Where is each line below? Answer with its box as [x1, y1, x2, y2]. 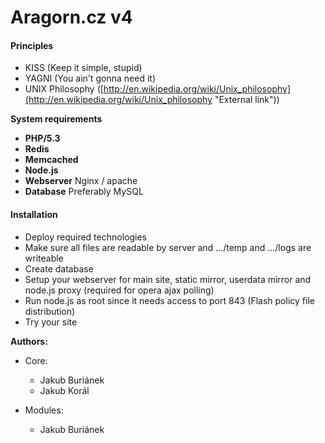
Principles [10, 39, 54, 51]
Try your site [24, 316, 78, 328]
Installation [10, 208, 58, 220]
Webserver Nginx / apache [24, 175, 138, 187]
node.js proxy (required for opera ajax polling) [24, 284, 215, 296]
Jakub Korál [39, 384, 90, 396]
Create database [24, 262, 94, 275]
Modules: [24, 404, 64, 416]
